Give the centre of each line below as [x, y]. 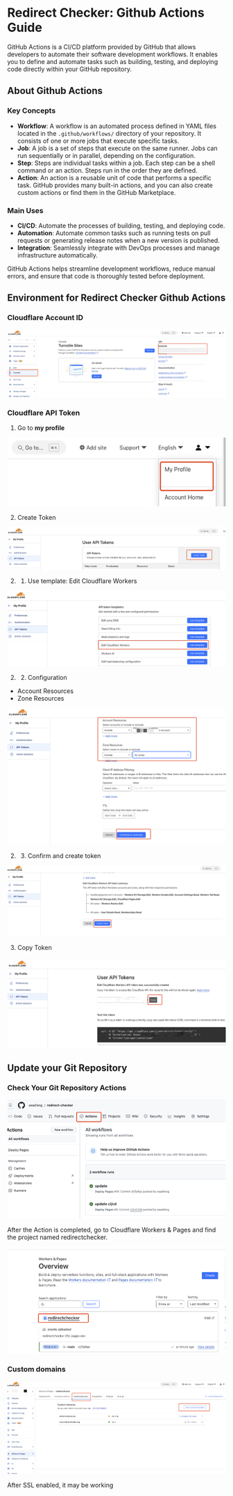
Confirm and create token [64, 856]
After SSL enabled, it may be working [60, 1485]
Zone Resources [41, 698]
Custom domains [36, 1369]
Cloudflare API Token [44, 413]
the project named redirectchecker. [58, 1237]
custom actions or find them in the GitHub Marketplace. [96, 192]
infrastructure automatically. [58, 255]
